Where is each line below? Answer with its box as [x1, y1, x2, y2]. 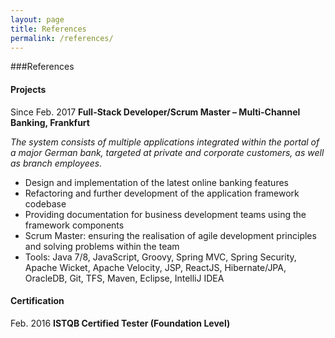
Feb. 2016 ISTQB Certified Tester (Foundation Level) [10, 317, 231, 329]
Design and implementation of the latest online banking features [24, 176, 289, 188]
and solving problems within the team [24, 240, 180, 252]
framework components [24, 219, 125, 231]
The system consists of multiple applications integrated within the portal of [10, 136, 320, 148]
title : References [10, 24, 87, 34]
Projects [10, 83, 47, 95]
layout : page [10, 14, 65, 25]
